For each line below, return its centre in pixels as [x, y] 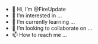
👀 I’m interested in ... [37, 15]
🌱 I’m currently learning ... [43, 22]
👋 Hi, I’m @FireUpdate [39, 9]
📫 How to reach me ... [39, 35]
